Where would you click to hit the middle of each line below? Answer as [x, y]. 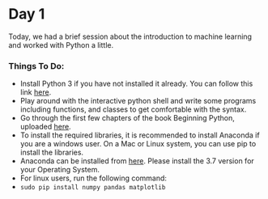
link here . [36, 92]
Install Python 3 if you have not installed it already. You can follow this [136, 84]
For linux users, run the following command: [94, 178]
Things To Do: [36, 66]
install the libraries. [51, 152]
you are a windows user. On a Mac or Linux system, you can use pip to [138, 144]
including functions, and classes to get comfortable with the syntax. [133, 109]
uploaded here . [45, 127]
